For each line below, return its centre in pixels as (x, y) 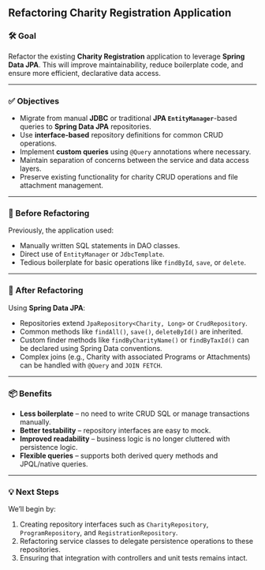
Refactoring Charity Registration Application (120, 13)
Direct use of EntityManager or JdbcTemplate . (92, 254)
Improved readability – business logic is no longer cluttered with (125, 439)
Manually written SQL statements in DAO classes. (100, 246)
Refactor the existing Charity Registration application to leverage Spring (127, 56)
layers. (30, 168)
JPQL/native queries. (54, 464)
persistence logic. (49, 447)
